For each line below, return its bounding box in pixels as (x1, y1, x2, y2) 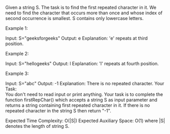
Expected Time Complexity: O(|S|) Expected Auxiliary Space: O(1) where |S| (5, 118, 165, 124)
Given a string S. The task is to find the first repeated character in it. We (5, 5, 157, 10)
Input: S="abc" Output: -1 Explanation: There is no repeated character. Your (5, 81, 165, 86)
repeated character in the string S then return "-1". (5, 108, 112, 113)
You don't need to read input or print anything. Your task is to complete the (5, 91, 163, 97)
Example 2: (5, 51, 29, 56)
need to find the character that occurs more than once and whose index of (5, 10, 163, 16)
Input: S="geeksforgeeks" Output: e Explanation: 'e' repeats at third (5, 35, 148, 41)
